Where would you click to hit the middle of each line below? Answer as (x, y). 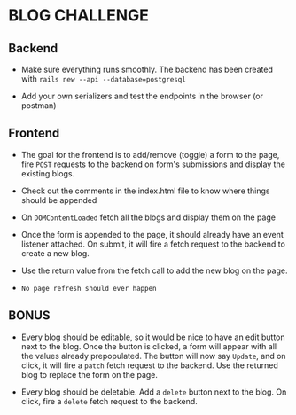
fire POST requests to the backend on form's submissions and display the (153, 164)
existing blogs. (48, 173)
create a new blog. (55, 253)
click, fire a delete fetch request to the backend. (109, 401)
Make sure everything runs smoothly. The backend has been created (147, 69)
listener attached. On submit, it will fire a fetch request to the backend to (153, 244)
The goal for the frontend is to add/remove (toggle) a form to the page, (150, 154)
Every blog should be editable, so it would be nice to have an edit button (153, 337)
